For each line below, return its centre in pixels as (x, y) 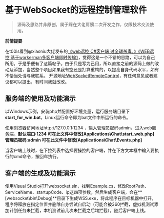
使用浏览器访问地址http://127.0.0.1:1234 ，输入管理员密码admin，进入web (79, 128)
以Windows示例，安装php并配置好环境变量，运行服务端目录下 (68, 111)
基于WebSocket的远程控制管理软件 (76, 10)
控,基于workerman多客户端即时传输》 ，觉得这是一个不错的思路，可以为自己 (80, 57)
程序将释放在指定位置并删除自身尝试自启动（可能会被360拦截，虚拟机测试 (80, 204)
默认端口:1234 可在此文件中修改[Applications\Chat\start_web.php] (86, 134)
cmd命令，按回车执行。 (37, 156)
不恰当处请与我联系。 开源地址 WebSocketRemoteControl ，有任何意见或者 (79, 76)
